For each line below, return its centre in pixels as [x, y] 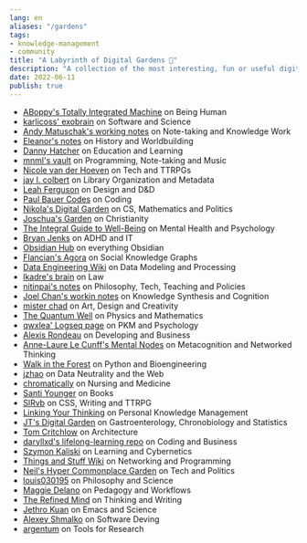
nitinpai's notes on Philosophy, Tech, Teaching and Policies [134, 286]
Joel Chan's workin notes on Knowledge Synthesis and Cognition [146, 296]
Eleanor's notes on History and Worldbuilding [108, 141]
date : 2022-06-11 [42, 78]
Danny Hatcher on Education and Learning [103, 151]
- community [32, 52]
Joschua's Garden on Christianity [85, 218]
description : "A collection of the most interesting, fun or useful [143, 69]
